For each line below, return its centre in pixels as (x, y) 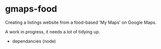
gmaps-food (31, 9)
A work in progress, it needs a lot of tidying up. (53, 32)
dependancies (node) (34, 41)
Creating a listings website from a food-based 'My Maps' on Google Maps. (81, 22)
